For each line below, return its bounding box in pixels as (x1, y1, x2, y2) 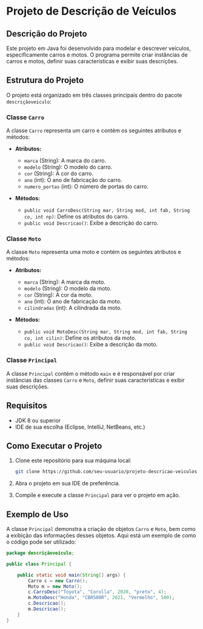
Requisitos (6, 401, 47, 411)
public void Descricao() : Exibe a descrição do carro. (24, 219, 159, 227)
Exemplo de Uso (6, 509, 68, 519)
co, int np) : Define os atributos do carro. (24, 213, 129, 220)
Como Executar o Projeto (6, 440, 102, 451)
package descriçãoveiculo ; (6, 550, 75, 557)
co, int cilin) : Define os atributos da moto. (24, 334, 136, 342)
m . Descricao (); (28, 606, 67, 613)
